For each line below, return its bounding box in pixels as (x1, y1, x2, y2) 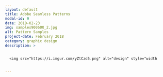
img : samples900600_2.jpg (5, 25, 57, 30)
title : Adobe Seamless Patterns (5, 12, 70, 16)
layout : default (5, 7, 38, 12)
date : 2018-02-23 (5, 20, 40, 26)
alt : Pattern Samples (5, 30, 49, 34)
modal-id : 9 (5, 16, 29, 21)
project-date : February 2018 (5, 34, 64, 39)
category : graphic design (5, 39, 57, 44)
